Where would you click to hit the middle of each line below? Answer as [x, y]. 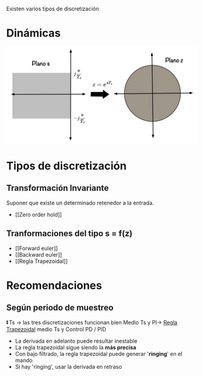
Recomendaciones [54, 285]
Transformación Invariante [57, 188]
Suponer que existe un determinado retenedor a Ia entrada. [80, 203]
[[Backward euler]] [38, 254]
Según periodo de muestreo [60, 308]
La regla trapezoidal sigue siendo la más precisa [76, 347]
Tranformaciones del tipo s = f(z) [70, 233]
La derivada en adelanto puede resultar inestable [76, 341]
